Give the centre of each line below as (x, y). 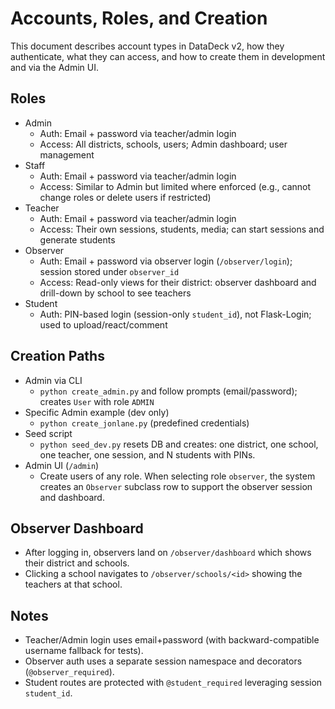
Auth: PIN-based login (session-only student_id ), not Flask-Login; (175, 314)
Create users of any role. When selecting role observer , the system (177, 476)
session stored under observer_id (109, 271)
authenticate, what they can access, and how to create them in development (168, 56)
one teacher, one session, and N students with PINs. (147, 454)
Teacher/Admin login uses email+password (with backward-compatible (172, 640)
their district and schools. (77, 563)
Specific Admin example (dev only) (97, 412)
